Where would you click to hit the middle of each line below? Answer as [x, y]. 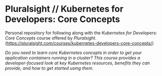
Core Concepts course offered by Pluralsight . [51, 38]
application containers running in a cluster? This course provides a [73, 57]
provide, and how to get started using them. [49, 68]
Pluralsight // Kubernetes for [64, 9]
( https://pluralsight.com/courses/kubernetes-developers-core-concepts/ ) [80, 43]
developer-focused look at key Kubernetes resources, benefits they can [78, 63]
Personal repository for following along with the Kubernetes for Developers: [81, 33]
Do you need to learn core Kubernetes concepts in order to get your [73, 53]
